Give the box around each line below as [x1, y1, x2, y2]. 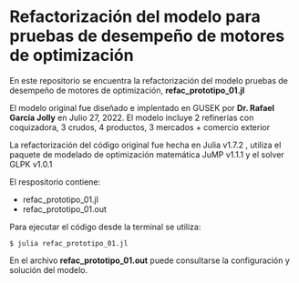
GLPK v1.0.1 [9, 158, 53, 169]
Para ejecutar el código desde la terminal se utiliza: [9, 221, 201, 232]
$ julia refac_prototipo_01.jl [9, 238, 129, 248]
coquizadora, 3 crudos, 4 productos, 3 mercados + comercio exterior [9, 121, 271, 133]
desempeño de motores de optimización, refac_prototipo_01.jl [9, 85, 245, 96]
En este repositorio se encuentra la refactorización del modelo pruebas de [9, 75, 289, 86]
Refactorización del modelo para [9, 6, 262, 27]
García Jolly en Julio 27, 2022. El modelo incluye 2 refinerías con [9, 112, 254, 123]
